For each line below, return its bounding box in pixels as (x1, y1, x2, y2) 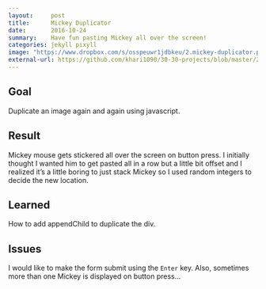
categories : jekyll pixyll (8, 41, 97, 49)
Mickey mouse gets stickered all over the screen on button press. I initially (8, 150, 250, 159)
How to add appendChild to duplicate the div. (8, 219, 156, 229)
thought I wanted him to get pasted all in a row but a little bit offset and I (8, 158, 243, 168)
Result (8, 129, 41, 143)
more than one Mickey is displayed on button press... (8, 272, 181, 281)
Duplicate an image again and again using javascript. (8, 106, 180, 116)
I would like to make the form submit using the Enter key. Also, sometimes (8, 263, 249, 273)
